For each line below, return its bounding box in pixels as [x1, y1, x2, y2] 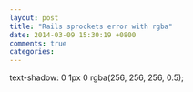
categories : [9, 47, 55, 56]
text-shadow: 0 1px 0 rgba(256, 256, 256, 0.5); [9, 72, 185, 83]
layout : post [9, 13, 59, 23]
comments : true [9, 38, 67, 48]
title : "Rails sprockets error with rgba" [9, 22, 173, 31]
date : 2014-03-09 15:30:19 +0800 [9, 30, 137, 39]
